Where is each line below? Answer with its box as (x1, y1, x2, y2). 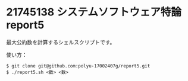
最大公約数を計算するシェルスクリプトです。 (6, 38, 115, 46)
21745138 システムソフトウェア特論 (6, 5, 181, 19)
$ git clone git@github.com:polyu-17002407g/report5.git (6, 63, 151, 69)
